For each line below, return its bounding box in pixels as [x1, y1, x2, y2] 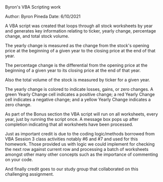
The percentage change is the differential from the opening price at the [5, 63, 147, 68]
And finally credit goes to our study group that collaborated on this [5, 166, 139, 172]
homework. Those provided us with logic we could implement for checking [5, 141, 155, 147]
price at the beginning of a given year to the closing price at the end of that [5, 48, 156, 53]
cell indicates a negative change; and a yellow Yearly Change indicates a [5, 97, 151, 102]
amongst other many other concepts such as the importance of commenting [5, 151, 158, 157]
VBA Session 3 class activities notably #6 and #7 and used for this [5, 136, 138, 142]
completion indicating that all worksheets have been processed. [5, 121, 133, 127]
